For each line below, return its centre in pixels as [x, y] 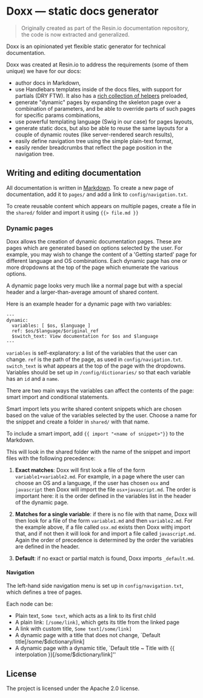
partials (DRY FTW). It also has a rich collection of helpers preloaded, [101, 96]
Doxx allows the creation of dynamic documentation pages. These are [94, 242]
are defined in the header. [47, 546]
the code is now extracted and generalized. [75, 34]
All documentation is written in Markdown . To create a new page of [90, 187]
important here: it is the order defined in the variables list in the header [103, 496]
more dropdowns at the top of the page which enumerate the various [92, 267]
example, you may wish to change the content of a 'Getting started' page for [101, 254]
